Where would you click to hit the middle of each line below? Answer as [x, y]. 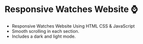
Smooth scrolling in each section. [45, 31]
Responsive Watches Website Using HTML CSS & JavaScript [73, 26]
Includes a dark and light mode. [44, 36]
